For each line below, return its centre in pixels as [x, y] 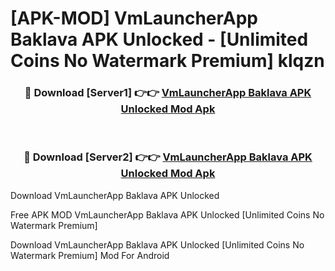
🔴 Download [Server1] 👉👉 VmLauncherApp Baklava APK [168, 93]
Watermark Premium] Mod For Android [90, 255]
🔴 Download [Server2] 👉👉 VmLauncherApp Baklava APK [168, 157]
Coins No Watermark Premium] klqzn [167, 61]
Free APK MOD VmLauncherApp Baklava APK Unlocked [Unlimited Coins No [167, 214]
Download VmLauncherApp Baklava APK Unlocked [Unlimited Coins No [157, 244]
